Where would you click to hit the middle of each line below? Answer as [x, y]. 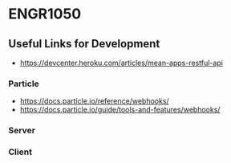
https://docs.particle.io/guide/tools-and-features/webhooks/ [120, 110]
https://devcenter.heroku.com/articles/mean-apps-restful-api [121, 63]
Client [20, 152]
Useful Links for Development [84, 44]
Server [22, 131]
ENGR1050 [45, 14]
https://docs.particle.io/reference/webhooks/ [95, 101]
